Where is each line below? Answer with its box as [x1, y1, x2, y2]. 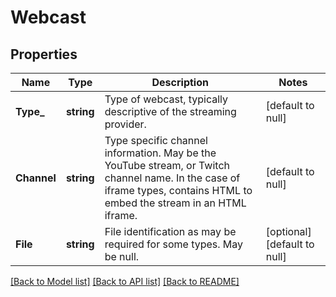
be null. [104, 250, 140, 263]
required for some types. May [104, 237, 244, 251]
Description [151, 76, 209, 89]
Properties [10, 46, 78, 63]
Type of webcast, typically [104, 92, 229, 106]
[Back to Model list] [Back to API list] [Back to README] [10, 276, 240, 287]
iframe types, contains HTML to [104, 184, 253, 197]
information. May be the [104, 146, 217, 160]
